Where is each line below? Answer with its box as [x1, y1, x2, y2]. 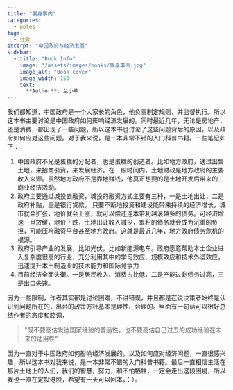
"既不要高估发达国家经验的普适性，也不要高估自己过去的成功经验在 [24, 326, 216, 334]
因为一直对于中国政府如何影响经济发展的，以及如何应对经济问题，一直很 [7, 349, 214, 358]
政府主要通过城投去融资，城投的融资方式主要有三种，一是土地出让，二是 [17, 192, 224, 200]
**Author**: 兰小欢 [25, 88, 79, 95]
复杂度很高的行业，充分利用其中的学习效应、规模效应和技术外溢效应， [23, 253, 224, 261]
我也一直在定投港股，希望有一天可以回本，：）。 [7, 375, 141, 384]
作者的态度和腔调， [12, 311, 68, 320]
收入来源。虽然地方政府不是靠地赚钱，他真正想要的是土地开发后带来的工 [17, 174, 224, 183]
